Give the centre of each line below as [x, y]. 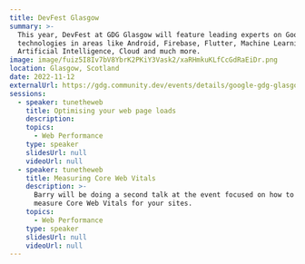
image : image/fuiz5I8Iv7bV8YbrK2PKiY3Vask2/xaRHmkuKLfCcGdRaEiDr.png [144, 60]
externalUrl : [34, 85]
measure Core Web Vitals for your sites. [113, 204]
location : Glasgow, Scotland [64, 69]
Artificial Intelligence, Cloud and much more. [109, 52]
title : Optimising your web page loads [101, 111]
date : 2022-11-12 [42, 77]
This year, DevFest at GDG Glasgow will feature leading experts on [150, 34]
